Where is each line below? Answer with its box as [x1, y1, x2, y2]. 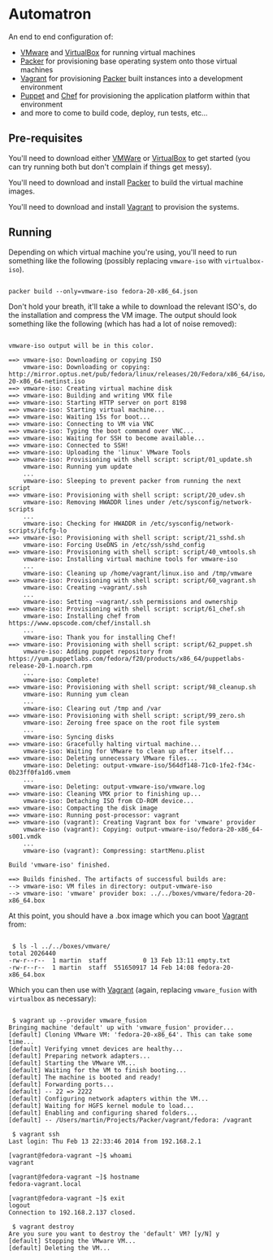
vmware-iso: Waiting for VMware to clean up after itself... [23, 747, 234, 755]
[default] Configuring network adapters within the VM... [8, 1094, 209, 1102]
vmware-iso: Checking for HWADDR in [23, 519, 148, 528]
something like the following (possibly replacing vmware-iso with [8, 255, 223, 265]
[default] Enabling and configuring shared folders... [8, 1109, 198, 1117]
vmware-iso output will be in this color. [8, 341, 154, 350]
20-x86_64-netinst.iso [8, 377, 85, 385]
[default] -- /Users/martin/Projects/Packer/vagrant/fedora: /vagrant [8, 1115, 253, 1124]
